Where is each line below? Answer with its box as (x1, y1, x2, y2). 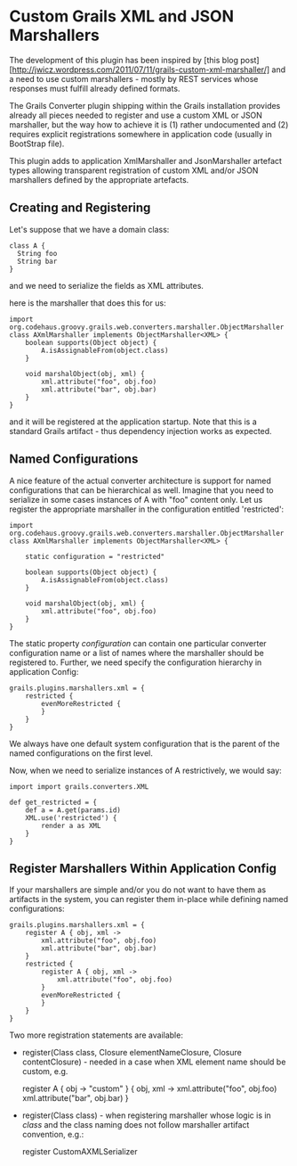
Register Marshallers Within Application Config (9, 860, 277, 875)
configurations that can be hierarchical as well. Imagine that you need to (9, 484, 274, 496)
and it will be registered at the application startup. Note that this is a (9, 416, 258, 427)
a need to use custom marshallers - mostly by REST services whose (9, 73, 259, 84)
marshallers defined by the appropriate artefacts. (9, 174, 189, 185)
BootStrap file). (9, 138, 65, 149)
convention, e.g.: (21, 1129, 84, 1140)
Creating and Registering (9, 201, 151, 216)
